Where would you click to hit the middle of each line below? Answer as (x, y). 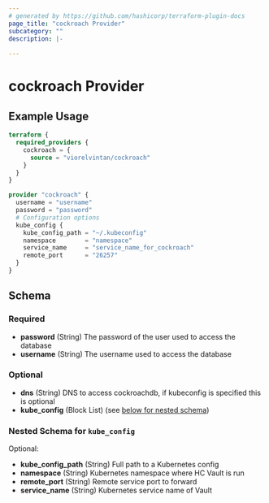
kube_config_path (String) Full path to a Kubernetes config (119, 465)
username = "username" (54, 203)
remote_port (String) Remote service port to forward (108, 482)
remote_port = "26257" (70, 256)
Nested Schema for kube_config (72, 431)
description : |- (36, 39)
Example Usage (49, 116)
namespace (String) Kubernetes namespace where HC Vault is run (132, 473)
